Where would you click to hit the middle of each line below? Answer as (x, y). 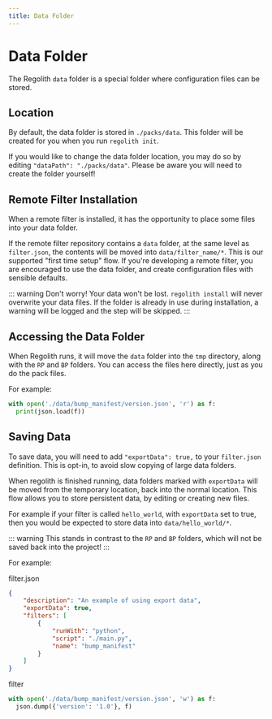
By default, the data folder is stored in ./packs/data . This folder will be (126, 132)
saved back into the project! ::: (59, 547)
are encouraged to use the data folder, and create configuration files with (131, 270)
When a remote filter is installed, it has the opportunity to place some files (132, 219)
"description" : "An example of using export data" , (112, 601)
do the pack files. (37, 373)
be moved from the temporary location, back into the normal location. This (133, 489)
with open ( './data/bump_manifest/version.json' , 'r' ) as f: (112, 404)
